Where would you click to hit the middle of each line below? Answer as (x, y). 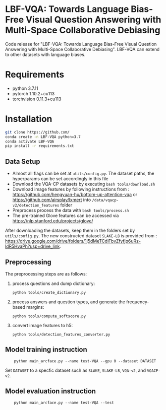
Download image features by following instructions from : (71, 189)
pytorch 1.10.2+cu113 (33, 93)
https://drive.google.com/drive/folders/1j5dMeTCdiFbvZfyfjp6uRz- (73, 241)
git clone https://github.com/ (37, 132)
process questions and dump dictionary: (54, 283)
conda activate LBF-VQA (30, 141)
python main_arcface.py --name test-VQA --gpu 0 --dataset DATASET (85, 361)
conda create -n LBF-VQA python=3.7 (43, 137)
